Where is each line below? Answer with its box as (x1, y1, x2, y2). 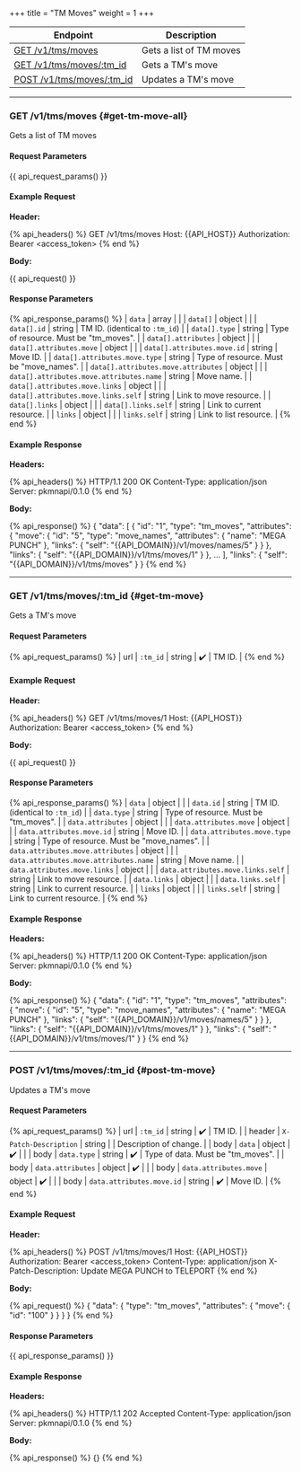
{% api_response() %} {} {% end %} (9, 1452, 143, 1463)
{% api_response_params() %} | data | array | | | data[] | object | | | (9, 313, 257, 324)
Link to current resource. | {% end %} (9, 893, 149, 903)
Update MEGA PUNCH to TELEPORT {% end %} (80, 1265, 258, 1276)
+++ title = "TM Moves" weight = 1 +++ (9, 8, 155, 18)
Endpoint (53, 29, 94, 41)
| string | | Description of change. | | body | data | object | (79, 1138, 291, 1149)
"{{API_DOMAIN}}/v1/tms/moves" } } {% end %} (9, 559, 187, 569)
